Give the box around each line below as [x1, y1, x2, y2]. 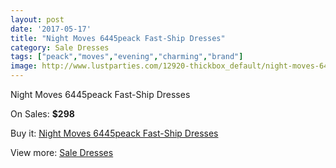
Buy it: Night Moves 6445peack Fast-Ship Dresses [10, 127, 219, 139]
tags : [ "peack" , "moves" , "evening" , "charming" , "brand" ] [10, 52, 244, 62]
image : [10, 61, 38, 71]
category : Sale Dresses [10, 42, 110, 53]
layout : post [10, 14, 65, 25]
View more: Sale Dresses [10, 147, 114, 158]
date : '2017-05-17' [10, 24, 92, 34]
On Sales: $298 [10, 108, 75, 120]
